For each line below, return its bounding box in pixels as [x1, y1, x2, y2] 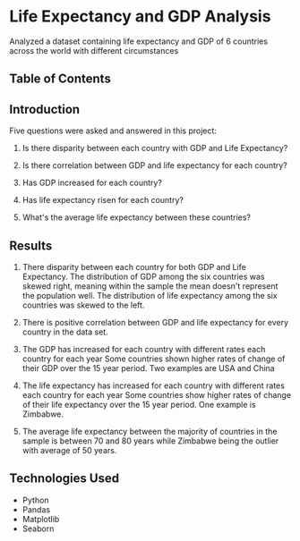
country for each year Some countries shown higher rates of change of [21, 353, 286, 364]
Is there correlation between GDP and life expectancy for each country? [21, 160, 288, 171]
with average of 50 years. [21, 444, 117, 455]
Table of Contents [9, 72, 112, 87]
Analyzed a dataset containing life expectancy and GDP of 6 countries [9, 36, 269, 46]
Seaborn [21, 523, 55, 534]
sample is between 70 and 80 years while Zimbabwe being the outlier [21, 435, 279, 446]
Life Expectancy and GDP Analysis [9, 6, 271, 27]
